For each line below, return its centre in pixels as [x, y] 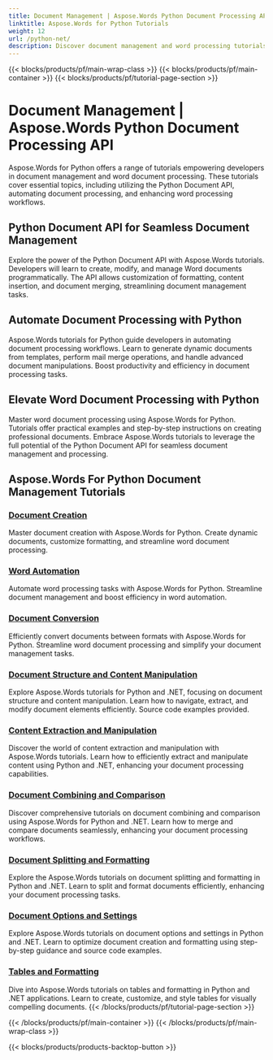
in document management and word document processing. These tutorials [133, 176]
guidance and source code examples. [99, 950]
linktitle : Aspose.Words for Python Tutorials [89, 24]
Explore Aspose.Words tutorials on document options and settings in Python [136, 933]
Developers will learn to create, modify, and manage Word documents [125, 268]
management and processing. [58, 454]
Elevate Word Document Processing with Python [134, 400]
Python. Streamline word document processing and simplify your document [135, 645]
